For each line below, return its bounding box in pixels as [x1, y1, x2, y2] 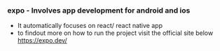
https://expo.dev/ [17, 36, 68, 45]
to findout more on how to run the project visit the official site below [17, 29, 214, 37]
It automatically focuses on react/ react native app [17, 22, 163, 30]
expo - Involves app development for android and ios [7, 6, 191, 15]
